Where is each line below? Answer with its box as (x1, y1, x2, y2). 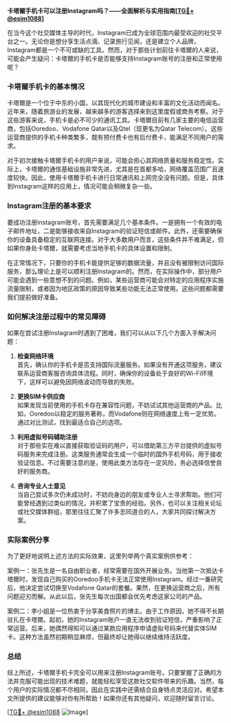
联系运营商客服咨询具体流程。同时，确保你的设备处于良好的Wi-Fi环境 (16, 369, 214, 377)
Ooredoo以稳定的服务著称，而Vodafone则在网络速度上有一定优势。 (29, 409, 220, 418)
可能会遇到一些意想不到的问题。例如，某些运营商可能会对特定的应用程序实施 (7, 275, 224, 284)
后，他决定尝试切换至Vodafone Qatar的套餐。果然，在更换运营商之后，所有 (7, 584, 221, 592)
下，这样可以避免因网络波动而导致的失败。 (16, 378, 138, 386)
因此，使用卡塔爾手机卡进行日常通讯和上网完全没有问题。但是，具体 (30, 173, 224, 182)
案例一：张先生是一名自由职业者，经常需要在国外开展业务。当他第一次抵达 (7, 567, 218, 575)
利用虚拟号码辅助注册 (16, 433, 78, 441)
